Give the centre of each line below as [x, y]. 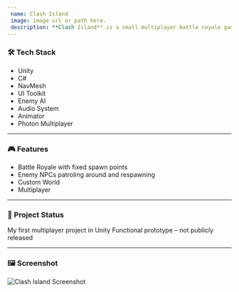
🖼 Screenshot [33, 264]
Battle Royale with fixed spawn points [73, 167]
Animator [31, 116]
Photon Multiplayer [45, 123]
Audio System [38, 108]
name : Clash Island [39, 14]
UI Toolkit [32, 93]
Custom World [39, 182]
